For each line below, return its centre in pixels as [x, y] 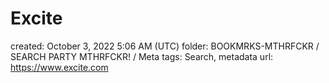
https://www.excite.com [59, 67]
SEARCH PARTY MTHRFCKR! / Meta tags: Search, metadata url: [142, 56]
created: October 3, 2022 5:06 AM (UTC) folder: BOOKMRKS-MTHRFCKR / [165, 46]
